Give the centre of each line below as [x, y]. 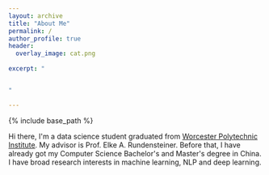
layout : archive [36, 16]
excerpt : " [27, 69]
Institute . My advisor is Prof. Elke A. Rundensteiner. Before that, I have [124, 145]
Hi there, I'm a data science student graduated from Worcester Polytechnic [133, 136]
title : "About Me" [39, 23]
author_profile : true [45, 38]
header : [21, 46]
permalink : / [30, 31]
